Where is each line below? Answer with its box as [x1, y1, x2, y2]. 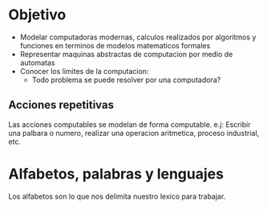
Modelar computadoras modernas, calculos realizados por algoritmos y [19, 32, 257, 42]
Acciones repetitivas [8, 98, 115, 112]
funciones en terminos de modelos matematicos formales [19, 40, 211, 50]
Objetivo [8, 6, 67, 24]
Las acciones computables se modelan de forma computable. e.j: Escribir [8, 119, 251, 129]
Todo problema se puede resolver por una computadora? [31, 75, 221, 84]
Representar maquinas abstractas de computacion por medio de [19, 49, 233, 59]
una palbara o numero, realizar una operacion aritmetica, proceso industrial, [8, 128, 260, 137]
